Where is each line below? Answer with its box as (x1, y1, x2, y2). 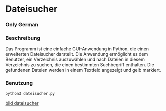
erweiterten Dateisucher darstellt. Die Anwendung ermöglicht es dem (5, 51, 148, 57)
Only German (5, 21, 39, 28)
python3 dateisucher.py (5, 91, 55, 96)
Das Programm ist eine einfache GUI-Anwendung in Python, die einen (5, 46, 149, 52)
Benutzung (5, 80, 33, 87)
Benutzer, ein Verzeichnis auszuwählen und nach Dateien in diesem (5, 56, 145, 63)
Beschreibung (5, 35, 41, 42)
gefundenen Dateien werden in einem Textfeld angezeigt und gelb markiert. (5, 67, 161, 73)
